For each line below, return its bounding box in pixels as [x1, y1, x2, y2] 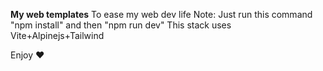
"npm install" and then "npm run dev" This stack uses [10, 19, 232, 31]
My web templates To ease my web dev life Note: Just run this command [10, 9, 313, 20]
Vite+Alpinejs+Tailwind [10, 30, 105, 41]
